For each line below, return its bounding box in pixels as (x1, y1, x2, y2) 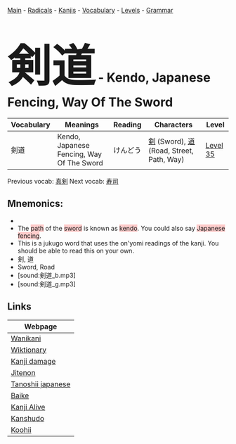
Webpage (24, 322, 58, 331)
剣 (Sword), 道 (148, 137, 195, 146)
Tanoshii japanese (11, 379, 71, 389)
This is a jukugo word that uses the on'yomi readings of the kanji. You (17, 239, 219, 247)
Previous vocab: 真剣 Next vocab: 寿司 (7, 177, 119, 185)
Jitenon (11, 367, 36, 377)
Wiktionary (11, 345, 47, 355)
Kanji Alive (11, 402, 46, 412)
